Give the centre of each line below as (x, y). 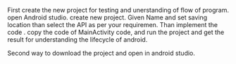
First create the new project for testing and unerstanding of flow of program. (118, 10)
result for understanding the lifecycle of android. (77, 40)
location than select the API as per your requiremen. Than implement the (113, 25)
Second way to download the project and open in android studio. (101, 53)
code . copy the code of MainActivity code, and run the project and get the (116, 32)
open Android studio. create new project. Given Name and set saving (107, 17)
